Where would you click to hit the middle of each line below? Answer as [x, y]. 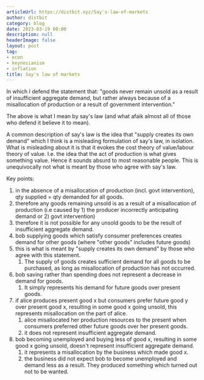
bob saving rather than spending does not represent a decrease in [98, 275]
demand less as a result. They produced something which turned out [111, 365]
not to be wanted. [46, 371]
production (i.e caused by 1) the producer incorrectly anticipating [97, 210]
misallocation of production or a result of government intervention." [91, 105]
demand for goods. [39, 281]
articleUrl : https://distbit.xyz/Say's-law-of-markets [77, 12]
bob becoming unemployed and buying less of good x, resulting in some [106, 339]
